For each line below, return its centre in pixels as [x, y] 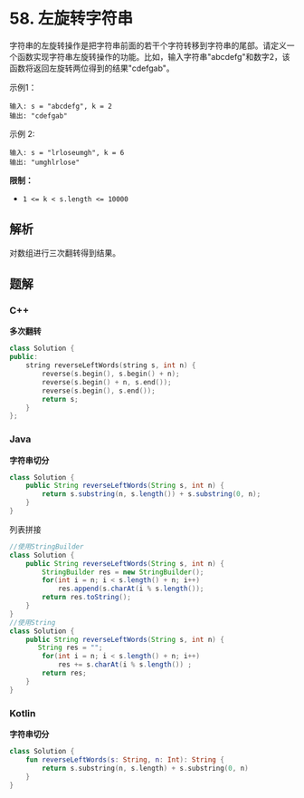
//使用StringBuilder [47, 546]
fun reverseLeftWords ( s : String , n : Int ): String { [125, 759]
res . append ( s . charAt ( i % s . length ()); [131, 589]
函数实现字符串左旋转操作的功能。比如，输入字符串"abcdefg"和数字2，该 [154, 56]
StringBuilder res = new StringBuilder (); [123, 572]
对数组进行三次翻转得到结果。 [65, 253]
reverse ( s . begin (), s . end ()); [99, 391]
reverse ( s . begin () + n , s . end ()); [107, 382]
